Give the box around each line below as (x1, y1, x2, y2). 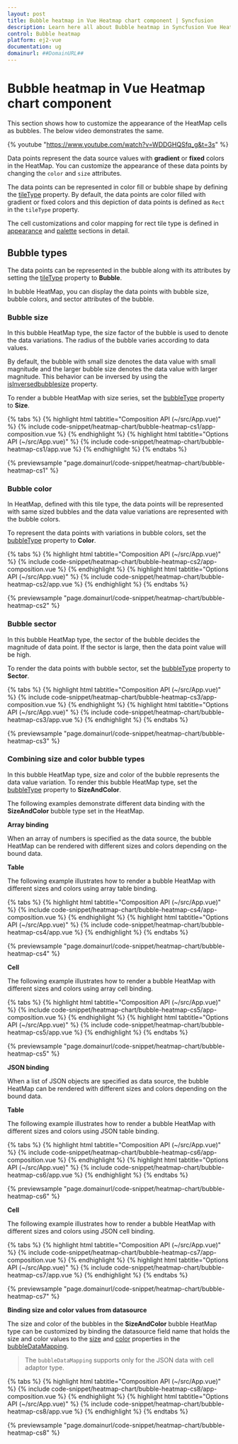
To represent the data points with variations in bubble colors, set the (7, 529, 207, 537)
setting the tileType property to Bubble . (7, 273, 123, 282)
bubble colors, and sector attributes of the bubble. (7, 295, 154, 303)
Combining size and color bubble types (7, 754, 145, 764)
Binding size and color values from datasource (7, 1305, 147, 1314)
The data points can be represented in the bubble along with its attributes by (7, 266, 231, 274)
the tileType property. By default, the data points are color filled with (7, 190, 206, 198)
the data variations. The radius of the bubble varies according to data (7, 336, 210, 344)
